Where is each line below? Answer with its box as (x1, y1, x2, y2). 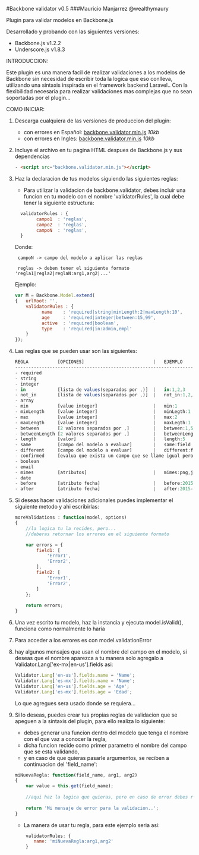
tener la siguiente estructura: (23, 199, 94, 206)
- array (14, 397, 34, 403)
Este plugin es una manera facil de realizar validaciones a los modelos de (6, 69, 185, 76)
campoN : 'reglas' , (36, 227, 87, 234)
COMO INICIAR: (6, 106, 45, 112)
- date (14, 475, 31, 481)
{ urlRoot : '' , (14, 298, 58, 304)
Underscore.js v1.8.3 (14, 46, 65, 53)
